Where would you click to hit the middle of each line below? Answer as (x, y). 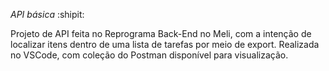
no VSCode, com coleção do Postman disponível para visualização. (149, 55)
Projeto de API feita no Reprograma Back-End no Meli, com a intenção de (161, 33)
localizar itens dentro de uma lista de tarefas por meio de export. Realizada (165, 44)
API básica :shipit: (47, 14)
